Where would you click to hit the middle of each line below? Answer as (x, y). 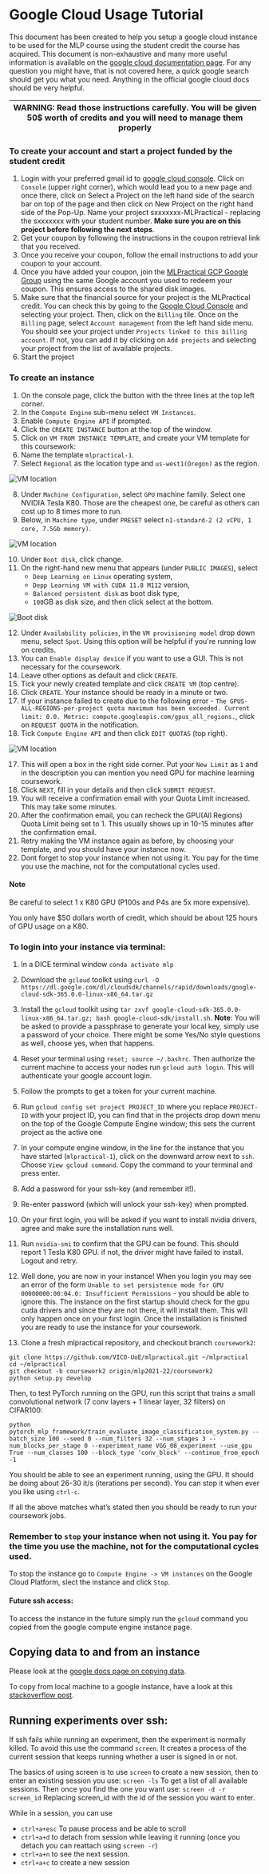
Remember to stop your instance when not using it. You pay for (133, 1536)
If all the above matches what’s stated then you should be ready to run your (133, 1507)
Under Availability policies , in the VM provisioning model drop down (138, 633)
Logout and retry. (49, 1261)
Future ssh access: (42, 1600)
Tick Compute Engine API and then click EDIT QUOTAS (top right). (124, 733)
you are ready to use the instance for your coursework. (111, 1327)
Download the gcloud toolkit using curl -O (90, 980)
